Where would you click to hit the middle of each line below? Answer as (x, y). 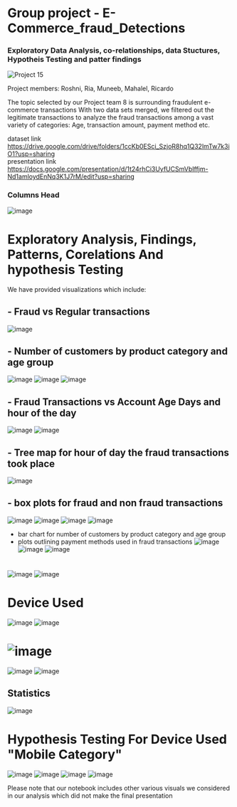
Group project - (53, 13)
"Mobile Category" (65, 754)
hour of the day (42, 413)
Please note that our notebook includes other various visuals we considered (118, 788)
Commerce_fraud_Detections (96, 28)
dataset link (24, 139)
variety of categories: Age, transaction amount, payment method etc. (109, 125)
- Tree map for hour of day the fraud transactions (118, 452)
